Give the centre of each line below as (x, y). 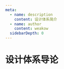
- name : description (31, 15)
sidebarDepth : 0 (27, 33)
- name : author (26, 24)
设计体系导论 (32, 60)
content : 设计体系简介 (36, 19)
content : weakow (31, 29)
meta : (11, 10)
